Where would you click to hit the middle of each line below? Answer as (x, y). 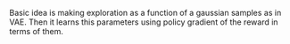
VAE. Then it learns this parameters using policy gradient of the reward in (144, 22)
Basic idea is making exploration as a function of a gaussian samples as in (145, 13)
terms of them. (37, 31)
